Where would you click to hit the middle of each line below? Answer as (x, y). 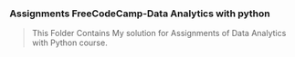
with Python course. (69, 43)
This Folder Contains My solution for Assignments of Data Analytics (159, 33)
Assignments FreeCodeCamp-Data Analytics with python (140, 14)
